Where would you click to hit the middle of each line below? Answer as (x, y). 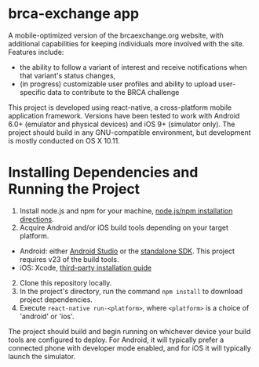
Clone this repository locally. (66, 282)
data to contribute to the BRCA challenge (113, 92)
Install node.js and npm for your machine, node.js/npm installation (126, 211)
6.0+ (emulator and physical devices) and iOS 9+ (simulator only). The (122, 124)
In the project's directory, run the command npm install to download (131, 291)
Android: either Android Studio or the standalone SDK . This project (127, 251)
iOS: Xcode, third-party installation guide (85, 267)
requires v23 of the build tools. (69, 259)
